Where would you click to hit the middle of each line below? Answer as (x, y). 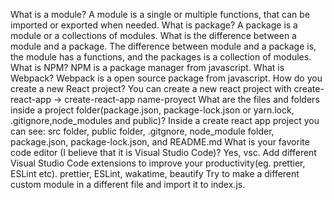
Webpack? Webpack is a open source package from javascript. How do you (166, 78)
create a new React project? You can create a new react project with (151, 88)
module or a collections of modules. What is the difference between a (153, 35)
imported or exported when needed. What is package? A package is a (154, 25)
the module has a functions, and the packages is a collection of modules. (161, 57)
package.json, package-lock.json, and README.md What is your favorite (160, 142)
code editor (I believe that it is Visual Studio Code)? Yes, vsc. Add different (163, 152)
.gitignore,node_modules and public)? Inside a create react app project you (165, 120)
